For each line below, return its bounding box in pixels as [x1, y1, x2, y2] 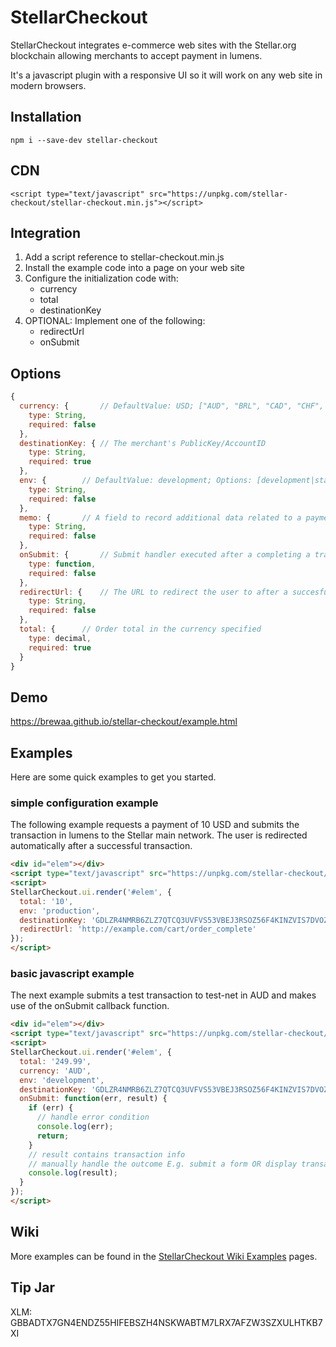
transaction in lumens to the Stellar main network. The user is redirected [10, 829, 308, 841]
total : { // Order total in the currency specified [19, 624, 262, 635]
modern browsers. [10, 79, 87, 91]
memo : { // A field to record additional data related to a [19, 512, 302, 523]
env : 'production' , [19, 906, 101, 916]
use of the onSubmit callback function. [10, 1000, 170, 1012]
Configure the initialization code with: [24, 272, 179, 285]
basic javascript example [10, 967, 135, 981]
